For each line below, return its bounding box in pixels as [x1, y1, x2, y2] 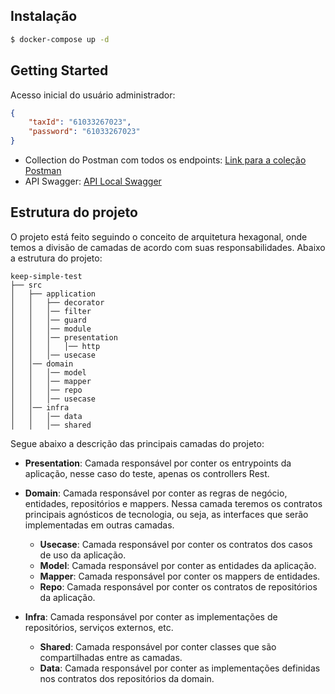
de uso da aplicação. [39, 549, 127, 561]
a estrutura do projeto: [10, 252, 103, 264]
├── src [10, 280, 43, 290]
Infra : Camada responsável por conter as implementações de [24, 610, 278, 623]
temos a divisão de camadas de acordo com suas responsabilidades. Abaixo [10, 241, 326, 253]
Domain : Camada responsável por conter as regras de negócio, [24, 487, 288, 499]
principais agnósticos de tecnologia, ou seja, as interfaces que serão [24, 508, 309, 520]
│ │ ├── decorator [10, 297, 105, 308]
